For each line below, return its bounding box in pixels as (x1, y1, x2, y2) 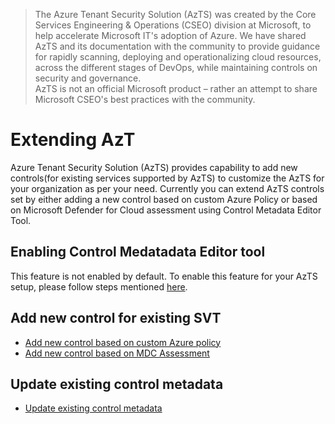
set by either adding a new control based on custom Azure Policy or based (10, 193, 318, 205)
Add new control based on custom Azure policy (24, 336, 222, 348)
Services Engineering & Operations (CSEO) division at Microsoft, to (34, 19, 312, 31)
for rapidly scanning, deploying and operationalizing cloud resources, (34, 51, 322, 63)
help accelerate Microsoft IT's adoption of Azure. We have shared (34, 30, 307, 41)
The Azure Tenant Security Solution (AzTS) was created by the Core (34, 9, 317, 20)
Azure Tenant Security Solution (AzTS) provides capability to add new (10, 161, 298, 173)
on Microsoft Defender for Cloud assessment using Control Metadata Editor (10, 204, 322, 216)
